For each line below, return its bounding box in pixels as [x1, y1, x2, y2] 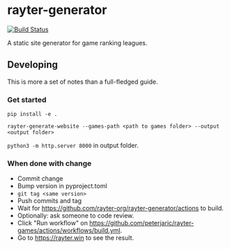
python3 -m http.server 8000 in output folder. [7, 142, 139, 150]
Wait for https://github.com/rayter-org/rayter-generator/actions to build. [17, 204, 224, 213]
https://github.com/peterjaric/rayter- [89, 219, 194, 227]
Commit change [17, 174, 64, 183]
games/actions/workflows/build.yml [17, 226, 121, 235]
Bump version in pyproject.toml [17, 182, 107, 190]
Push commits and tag [17, 197, 82, 205]
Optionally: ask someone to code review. [17, 211, 135, 220]
